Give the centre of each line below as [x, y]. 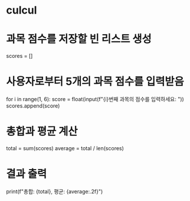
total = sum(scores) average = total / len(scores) [65, 148]
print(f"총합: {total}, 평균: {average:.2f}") [55, 191]
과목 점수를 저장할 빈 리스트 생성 [79, 39]
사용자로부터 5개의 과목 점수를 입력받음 [95, 82]
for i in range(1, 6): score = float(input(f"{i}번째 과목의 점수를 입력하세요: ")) [95, 99]
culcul [22, 10]
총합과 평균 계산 [42, 132]
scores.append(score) [33, 106]
